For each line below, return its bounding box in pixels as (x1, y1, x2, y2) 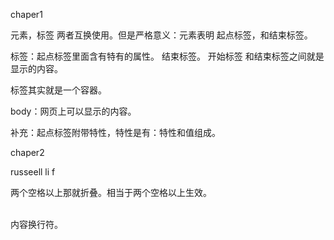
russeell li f (10, 166, 56, 178)
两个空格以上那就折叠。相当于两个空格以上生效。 (10, 187, 212, 198)
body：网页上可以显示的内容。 (10, 105, 137, 117)
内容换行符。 (10, 219, 63, 230)
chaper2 (10, 147, 45, 158)
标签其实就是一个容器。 (10, 84, 107, 96)
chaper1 (10, 9, 43, 20)
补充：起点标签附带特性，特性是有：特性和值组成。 (10, 127, 221, 138)
